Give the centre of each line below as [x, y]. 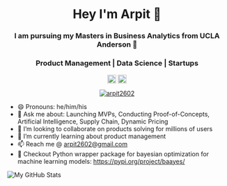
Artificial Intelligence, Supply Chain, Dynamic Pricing [93, 121]
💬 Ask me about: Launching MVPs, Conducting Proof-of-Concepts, [113, 114]
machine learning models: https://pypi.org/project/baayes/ [101, 161]
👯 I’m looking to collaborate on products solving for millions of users [115, 128]
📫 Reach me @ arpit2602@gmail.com [72, 144]
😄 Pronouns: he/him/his [52, 106]
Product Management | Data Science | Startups [117, 63]
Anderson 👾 [117, 44]
